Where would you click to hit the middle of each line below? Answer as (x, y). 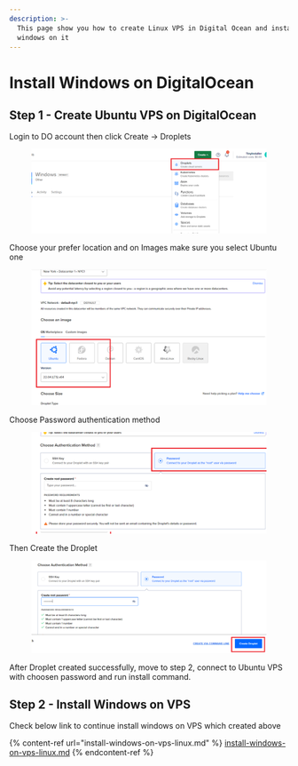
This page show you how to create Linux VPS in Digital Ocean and (142, 28)
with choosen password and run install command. (100, 676)
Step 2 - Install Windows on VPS (100, 704)
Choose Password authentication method (85, 420)
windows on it (43, 37)
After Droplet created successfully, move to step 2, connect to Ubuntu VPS (146, 667)
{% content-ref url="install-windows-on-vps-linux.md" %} (116, 743)
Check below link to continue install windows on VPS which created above (145, 726)
